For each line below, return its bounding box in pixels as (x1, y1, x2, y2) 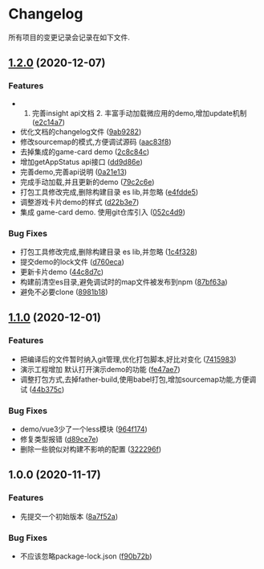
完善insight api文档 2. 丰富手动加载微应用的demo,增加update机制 (31, 108, 247, 117)
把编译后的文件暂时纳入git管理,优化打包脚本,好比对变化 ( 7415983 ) (19, 354, 237, 364)
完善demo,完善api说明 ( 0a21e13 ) (19, 166, 128, 177)
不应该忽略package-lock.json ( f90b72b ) (19, 551, 152, 561)
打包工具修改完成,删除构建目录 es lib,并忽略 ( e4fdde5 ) (19, 186, 199, 197)
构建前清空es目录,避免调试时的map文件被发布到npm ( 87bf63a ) (19, 276, 228, 286)
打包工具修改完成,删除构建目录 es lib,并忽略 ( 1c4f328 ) (19, 247, 198, 256)
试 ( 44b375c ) (19, 384, 65, 394)
